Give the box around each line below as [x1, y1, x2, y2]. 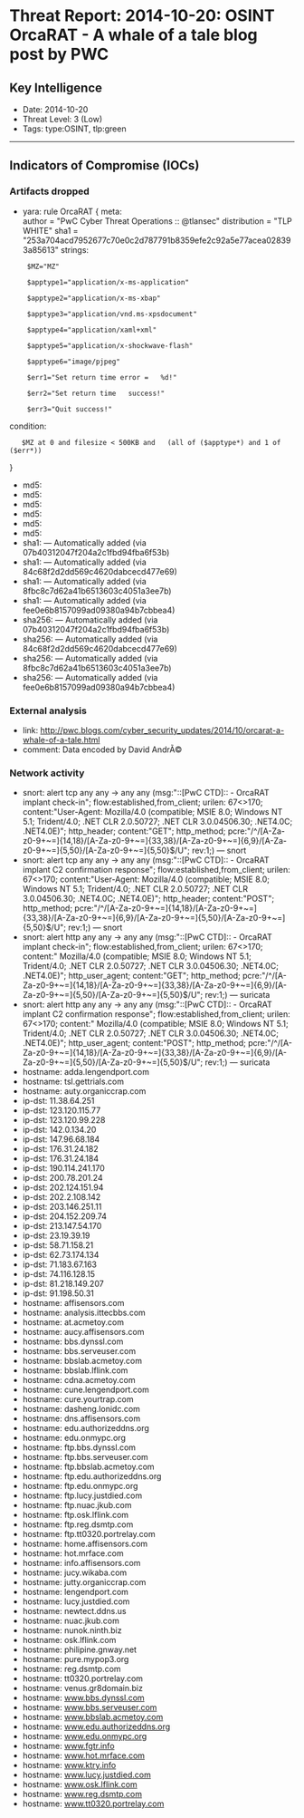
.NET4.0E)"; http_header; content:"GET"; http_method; [22, 826, 226, 836]
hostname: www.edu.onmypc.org [22, 1731, 147, 1742]
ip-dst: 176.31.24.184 [22, 1153, 100, 1165]
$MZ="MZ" [26, 262, 61, 271]
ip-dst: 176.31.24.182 [22, 1144, 99, 1155]
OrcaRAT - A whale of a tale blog [9, 24, 258, 45]
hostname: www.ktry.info [22, 1760, 117, 1771]
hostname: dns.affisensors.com [22, 1413, 141, 1424]
